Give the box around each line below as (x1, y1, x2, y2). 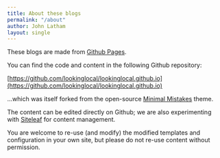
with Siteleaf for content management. (7, 116, 116, 124)
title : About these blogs (7, 10, 81, 17)
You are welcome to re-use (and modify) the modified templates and (7, 129, 201, 137)
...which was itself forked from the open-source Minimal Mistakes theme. (7, 95, 214, 103)
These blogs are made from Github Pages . (7, 48, 127, 56)
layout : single (7, 29, 51, 36)
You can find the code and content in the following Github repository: (7, 61, 202, 69)
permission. (7, 143, 40, 151)
